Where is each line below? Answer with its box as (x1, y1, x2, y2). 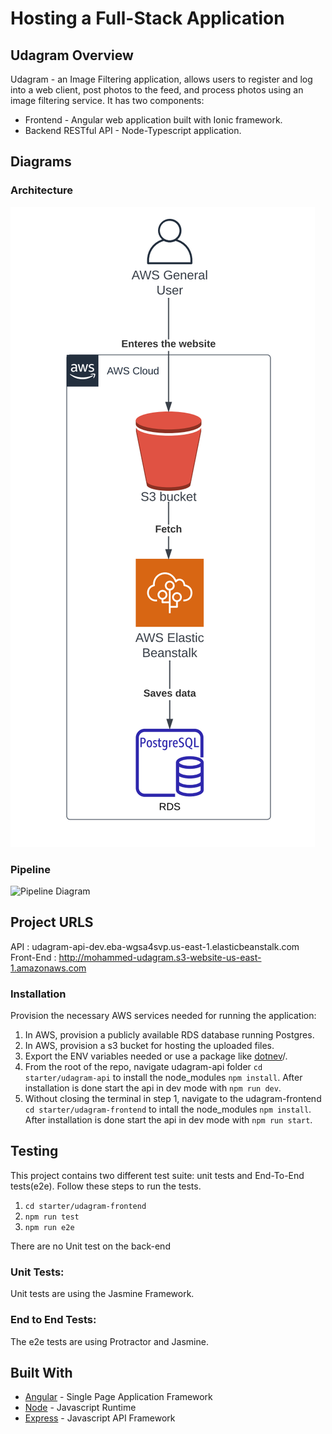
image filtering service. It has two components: (10, 95, 205, 106)
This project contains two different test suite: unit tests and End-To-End (10, 1169, 305, 1181)
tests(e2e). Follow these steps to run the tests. (10, 1180, 202, 1192)
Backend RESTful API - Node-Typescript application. (24, 125, 242, 136)
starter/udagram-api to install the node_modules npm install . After (24, 1072, 303, 1084)
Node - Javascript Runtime (24, 1402, 137, 1414)
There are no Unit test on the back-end (10, 1240, 171, 1252)
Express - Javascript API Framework (24, 1412, 176, 1424)
